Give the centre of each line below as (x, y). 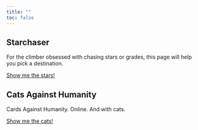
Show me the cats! (30, 121)
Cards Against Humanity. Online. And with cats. (66, 109)
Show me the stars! (31, 75)
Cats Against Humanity (51, 94)
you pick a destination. (35, 63)
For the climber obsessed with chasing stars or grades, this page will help (99, 57)
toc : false (20, 18)
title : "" (19, 12)
